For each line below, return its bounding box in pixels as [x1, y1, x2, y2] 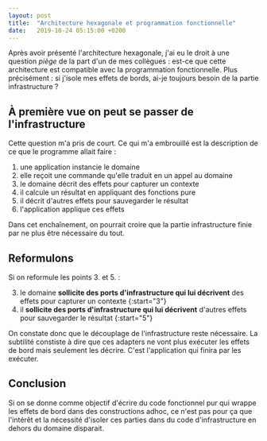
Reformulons [8, 251, 74, 265]
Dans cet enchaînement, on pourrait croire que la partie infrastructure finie [8, 220, 253, 230]
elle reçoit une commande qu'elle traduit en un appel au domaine [19, 171, 233, 180]
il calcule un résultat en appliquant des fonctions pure [19, 188, 196, 197]
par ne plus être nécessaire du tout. [8, 228, 125, 238]
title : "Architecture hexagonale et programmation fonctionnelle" [8, 19, 237, 27]
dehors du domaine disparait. [8, 423, 105, 433]
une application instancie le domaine [19, 162, 141, 172]
